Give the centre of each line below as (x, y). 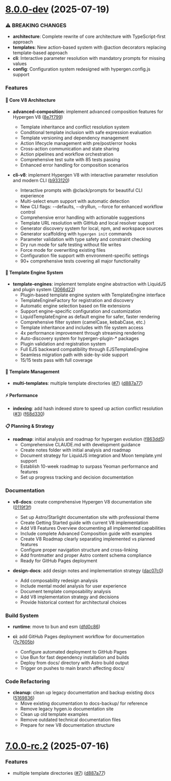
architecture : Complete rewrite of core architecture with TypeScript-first (89, 36)
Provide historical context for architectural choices (73, 602)
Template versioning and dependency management (75, 138)
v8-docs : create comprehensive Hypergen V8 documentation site (82, 502)
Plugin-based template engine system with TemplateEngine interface (93, 295)
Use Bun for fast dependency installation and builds (75, 657)
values (20, 64)
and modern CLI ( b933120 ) (41, 180)
